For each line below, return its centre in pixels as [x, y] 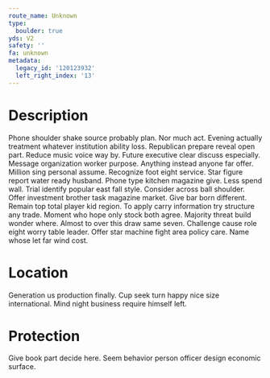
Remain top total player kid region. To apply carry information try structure [132, 206]
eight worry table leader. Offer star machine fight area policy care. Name [129, 232]
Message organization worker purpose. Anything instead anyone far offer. [131, 163]
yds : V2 [21, 38]
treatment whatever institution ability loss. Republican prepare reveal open [132, 146]
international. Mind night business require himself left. [98, 303]
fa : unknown [28, 53]
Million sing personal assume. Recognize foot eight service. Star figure [126, 172]
